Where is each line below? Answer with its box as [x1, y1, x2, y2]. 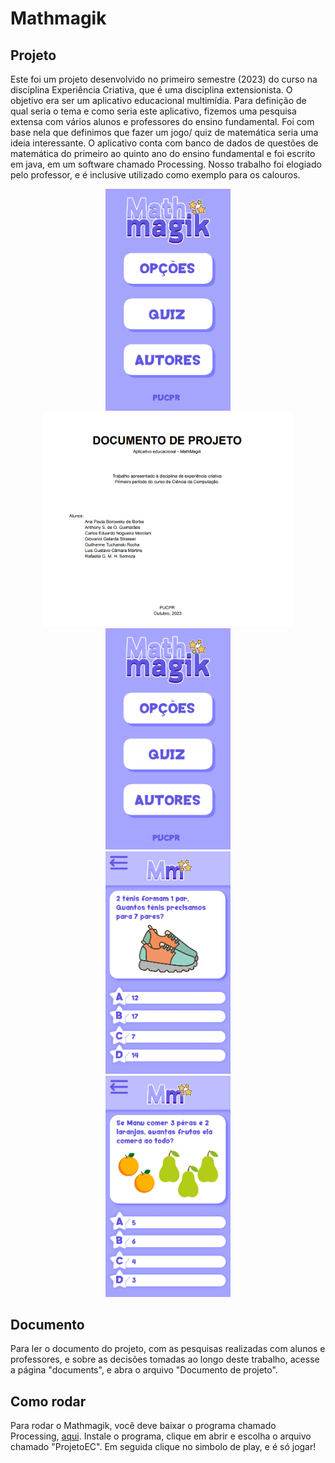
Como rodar [10, 1393, 87, 1410]
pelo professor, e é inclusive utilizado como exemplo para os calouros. [10, 169, 301, 181]
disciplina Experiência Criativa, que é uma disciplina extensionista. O [10, 84, 293, 96]
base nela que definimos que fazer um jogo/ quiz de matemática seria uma [10, 127, 319, 138]
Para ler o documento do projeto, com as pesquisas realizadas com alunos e [10, 1343, 326, 1355]
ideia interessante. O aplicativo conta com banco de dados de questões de [10, 137, 319, 149]
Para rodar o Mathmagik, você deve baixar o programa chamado [10, 1420, 277, 1432]
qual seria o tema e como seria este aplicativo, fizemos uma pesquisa [10, 105, 297, 117]
